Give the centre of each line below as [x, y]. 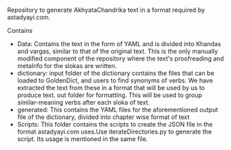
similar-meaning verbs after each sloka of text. [83, 102]
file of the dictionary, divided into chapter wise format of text [103, 117]
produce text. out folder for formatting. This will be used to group [109, 95]
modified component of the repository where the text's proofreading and [120, 58]
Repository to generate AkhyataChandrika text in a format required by [106, 10]
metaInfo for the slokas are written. [67, 66]
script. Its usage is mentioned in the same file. [82, 139]
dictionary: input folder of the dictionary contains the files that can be [116, 73]
